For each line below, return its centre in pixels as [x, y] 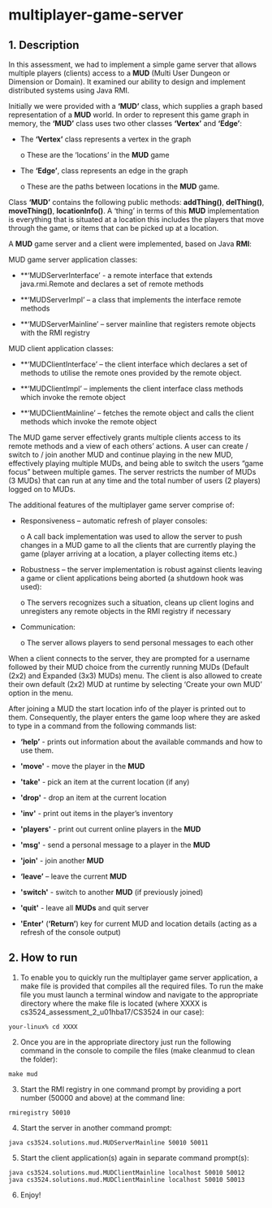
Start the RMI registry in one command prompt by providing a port [131, 1089]
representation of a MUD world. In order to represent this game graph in [129, 115]
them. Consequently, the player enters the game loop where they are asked [134, 717]
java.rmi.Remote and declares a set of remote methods [112, 284]
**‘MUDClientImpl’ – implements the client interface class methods [132, 389]
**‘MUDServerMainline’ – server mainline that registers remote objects [138, 324]
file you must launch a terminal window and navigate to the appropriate [139, 994]
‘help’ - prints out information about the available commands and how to [141, 742]
